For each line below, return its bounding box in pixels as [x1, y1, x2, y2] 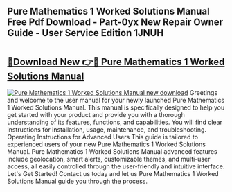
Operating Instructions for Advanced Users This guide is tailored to [7, 133, 199, 141]
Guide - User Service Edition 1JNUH [7, 27, 164, 39]
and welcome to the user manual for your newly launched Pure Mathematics [7, 96, 225, 104]
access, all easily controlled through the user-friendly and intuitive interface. [7, 162, 225, 171]
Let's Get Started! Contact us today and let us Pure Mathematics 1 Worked [7, 170, 220, 177]
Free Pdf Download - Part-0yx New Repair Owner [7, 17, 224, 28]
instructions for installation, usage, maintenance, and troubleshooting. [7, 125, 206, 134]
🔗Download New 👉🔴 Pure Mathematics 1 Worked [7, 55, 225, 68]
